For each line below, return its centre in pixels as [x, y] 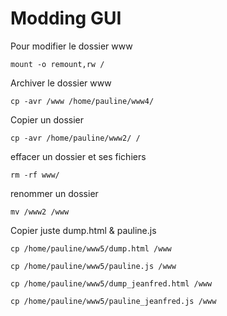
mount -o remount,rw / [57, 64]
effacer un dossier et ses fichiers [78, 156]
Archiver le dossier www [61, 83]
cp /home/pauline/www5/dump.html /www [91, 248]
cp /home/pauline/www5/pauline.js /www [93, 266]
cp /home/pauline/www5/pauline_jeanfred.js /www [113, 301]
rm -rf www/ [35, 175]
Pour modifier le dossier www [71, 46]
